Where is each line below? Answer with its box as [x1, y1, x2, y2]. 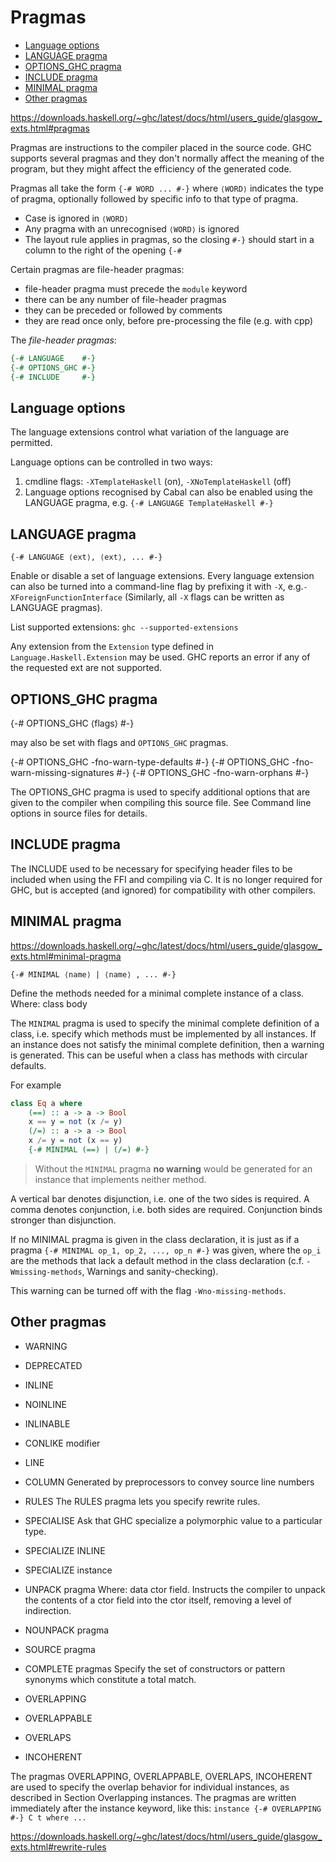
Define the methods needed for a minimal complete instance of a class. [10, 987, 305, 999]
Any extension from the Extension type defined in [10, 641, 215, 653]
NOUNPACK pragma [24, 1624, 110, 1636]
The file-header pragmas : [10, 334, 117, 346]
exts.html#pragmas [10, 122, 90, 134]
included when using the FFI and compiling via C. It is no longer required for [10, 873, 323, 885]
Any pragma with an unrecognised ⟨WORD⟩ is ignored [24, 222, 240, 235]
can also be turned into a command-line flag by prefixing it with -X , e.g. [10, 581, 304, 593]
